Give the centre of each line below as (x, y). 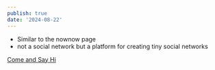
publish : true (27, 13)
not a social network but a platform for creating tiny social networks (113, 46)
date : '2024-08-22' (35, 20)
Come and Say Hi (31, 59)
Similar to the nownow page (56, 39)
